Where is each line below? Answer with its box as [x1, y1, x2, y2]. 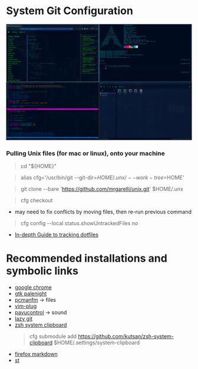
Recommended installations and [6, 252, 168, 265]
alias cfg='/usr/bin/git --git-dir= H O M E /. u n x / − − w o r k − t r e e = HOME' [20, 174, 184, 181]
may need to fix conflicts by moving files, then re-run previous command [14, 208, 192, 216]
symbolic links [6, 264, 78, 278]
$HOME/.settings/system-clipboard [54, 339, 140, 346]
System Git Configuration [6, 4, 134, 18]
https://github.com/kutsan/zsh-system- [78, 333, 174, 340]
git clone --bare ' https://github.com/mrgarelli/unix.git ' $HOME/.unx [20, 186, 184, 193]
